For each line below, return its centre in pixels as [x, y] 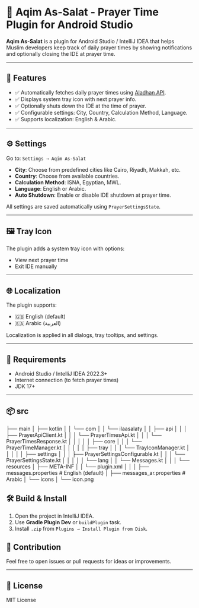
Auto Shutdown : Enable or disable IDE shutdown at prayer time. [93, 195]
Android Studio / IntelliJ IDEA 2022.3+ [61, 374]
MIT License [21, 600]
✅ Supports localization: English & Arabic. [65, 119]
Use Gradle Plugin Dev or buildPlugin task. [68, 522]
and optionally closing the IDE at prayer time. [61, 53]
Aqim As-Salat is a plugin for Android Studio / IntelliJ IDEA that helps [90, 41]
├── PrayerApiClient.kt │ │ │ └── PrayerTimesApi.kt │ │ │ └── [84, 435]
